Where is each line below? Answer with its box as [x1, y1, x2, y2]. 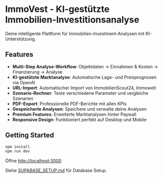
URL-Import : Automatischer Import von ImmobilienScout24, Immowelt [12, 85, 156, 91]
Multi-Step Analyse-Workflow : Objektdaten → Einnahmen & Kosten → [12, 63, 159, 69]
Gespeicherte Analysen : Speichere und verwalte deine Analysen [12, 106, 147, 112]
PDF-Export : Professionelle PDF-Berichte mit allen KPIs [12, 101, 127, 107]
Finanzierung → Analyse [12, 69, 63, 75]
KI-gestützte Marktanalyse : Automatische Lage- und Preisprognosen [12, 74, 157, 80]
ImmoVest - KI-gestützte [5, 3, 110, 15]
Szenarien [12, 95, 33, 101]
